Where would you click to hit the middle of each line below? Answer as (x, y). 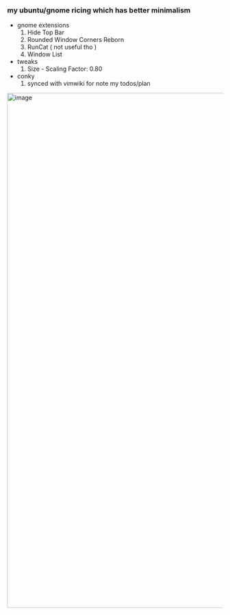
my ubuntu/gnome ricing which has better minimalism (99, 10)
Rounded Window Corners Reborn (76, 40)
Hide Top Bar (46, 32)
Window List (45, 54)
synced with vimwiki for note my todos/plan (89, 84)
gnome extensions (43, 25)
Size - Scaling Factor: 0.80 (65, 69)
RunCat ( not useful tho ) (62, 47)
